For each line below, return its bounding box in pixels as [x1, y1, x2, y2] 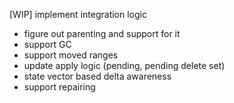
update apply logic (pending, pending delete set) [23, 60, 226, 71]
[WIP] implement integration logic [9, 9, 147, 20]
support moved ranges [23, 49, 119, 61]
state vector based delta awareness [23, 70, 172, 82]
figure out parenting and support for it [23, 28, 181, 39]
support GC [23, 39, 72, 50]
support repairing [23, 81, 96, 93]
